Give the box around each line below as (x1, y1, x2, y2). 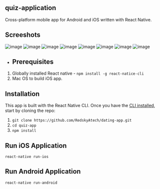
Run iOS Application (5, 142, 67, 150)
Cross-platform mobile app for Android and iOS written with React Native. (5, 16, 152, 22)
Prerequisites (12, 58, 54, 66)
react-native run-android (5, 180, 57, 185)
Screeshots (5, 31, 41, 39)
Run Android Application (5, 167, 81, 176)
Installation (5, 90, 40, 98)
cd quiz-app (12, 123, 36, 128)
